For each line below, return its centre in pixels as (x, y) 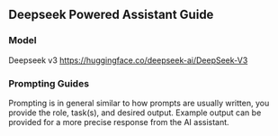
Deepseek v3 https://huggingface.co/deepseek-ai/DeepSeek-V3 (128, 60)
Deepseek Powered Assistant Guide (111, 15)
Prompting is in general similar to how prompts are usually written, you (139, 103)
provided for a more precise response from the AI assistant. (119, 122)
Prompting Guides (49, 83)
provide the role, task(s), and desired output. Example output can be (135, 113)
